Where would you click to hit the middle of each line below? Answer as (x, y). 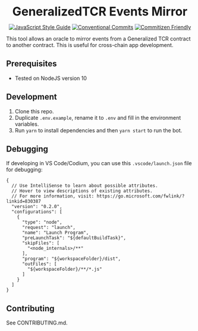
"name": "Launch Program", (55, 233)
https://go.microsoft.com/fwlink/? (141, 196)
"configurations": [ (37, 212)
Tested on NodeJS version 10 (51, 78)
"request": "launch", (49, 228)
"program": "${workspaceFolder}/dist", (71, 259)
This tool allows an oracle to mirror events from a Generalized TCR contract (99, 39)
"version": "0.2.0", (37, 207)
